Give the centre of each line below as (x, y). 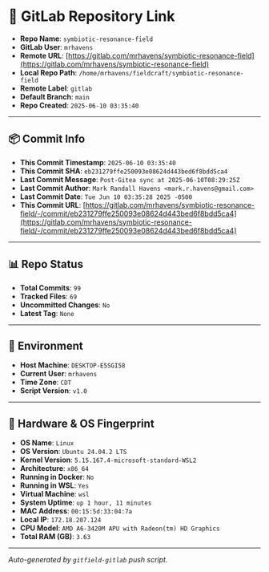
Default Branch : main (55, 96)
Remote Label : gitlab (56, 88)
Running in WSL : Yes (54, 485)
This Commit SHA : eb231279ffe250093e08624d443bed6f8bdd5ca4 (124, 171)
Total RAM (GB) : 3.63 (55, 537)
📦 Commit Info (47, 139)
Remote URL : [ (44, 55)
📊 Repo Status (46, 264)
